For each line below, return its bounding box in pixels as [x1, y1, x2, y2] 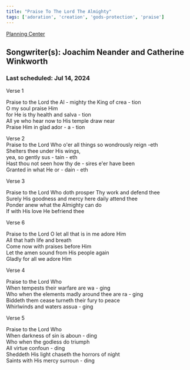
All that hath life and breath [6, 237, 72, 244]
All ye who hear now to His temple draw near [6, 117, 115, 125]
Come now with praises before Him [6, 243, 92, 250]
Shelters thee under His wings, [6, 147, 81, 154]
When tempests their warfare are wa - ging [6, 284, 111, 291]
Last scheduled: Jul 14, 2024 [6, 74, 90, 82]
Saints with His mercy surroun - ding [6, 357, 95, 364]
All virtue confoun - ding [6, 345, 65, 352]
